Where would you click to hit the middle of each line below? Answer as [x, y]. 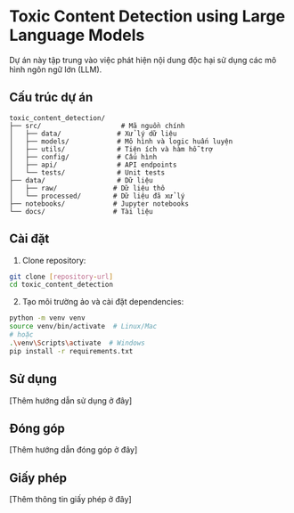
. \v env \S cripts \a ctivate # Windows [77, 343]
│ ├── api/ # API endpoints [93, 165]
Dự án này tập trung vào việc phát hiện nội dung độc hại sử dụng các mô [143, 60]
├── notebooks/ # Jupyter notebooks [99, 204]
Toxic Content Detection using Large [147, 16]
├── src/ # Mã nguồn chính [97, 126]
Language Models [77, 35]
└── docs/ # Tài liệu [81, 211]
